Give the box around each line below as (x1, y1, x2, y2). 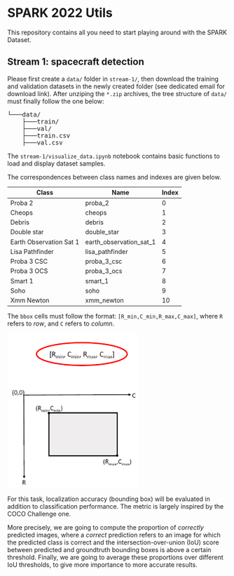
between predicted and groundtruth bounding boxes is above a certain (7, 546, 212, 554)
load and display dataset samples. (7, 159, 106, 168)
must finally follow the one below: (7, 97, 104, 105)
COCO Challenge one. (7, 510, 71, 518)
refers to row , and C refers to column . (7, 319, 115, 328)
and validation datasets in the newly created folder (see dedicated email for (7, 82, 226, 91)
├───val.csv (22, 138, 63, 147)
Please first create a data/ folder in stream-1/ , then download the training (7, 74, 219, 83)
